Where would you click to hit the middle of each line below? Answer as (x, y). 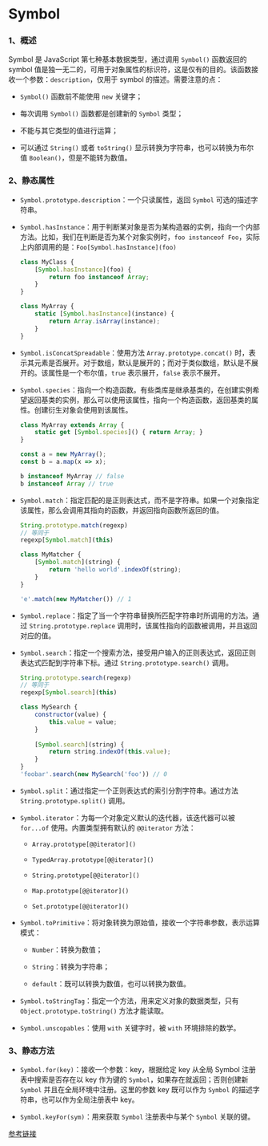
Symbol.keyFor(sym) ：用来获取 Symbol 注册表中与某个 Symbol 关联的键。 (137, 1117)
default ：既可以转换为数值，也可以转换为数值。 (111, 983)
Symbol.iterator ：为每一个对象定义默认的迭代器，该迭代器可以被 (128, 817)
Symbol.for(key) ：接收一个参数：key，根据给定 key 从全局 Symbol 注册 (138, 1070)
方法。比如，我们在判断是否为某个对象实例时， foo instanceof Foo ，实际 (140, 237)
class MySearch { (49, 707)
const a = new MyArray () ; (63, 454)
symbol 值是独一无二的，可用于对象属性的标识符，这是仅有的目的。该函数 (130, 70)
